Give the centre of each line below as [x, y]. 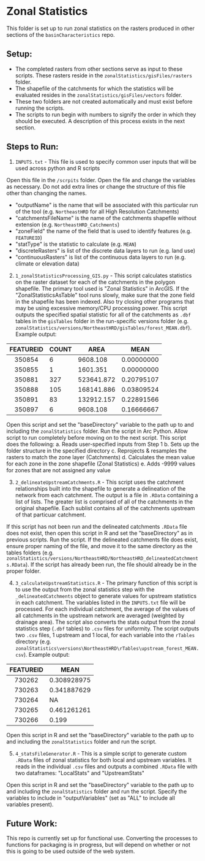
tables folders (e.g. [30, 553]
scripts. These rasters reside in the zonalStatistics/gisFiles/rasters [104, 75]
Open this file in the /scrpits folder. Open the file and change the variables [101, 180]
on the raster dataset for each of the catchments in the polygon [95, 282]
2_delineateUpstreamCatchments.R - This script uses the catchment [99, 482]
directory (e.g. [33, 641]
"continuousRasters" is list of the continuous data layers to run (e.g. [100, 257]
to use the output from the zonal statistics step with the [85, 589]
